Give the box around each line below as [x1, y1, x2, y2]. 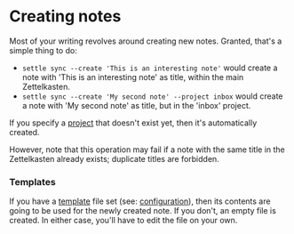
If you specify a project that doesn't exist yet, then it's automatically [9, 117, 258, 128]
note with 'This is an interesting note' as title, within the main [21, 71, 244, 82]
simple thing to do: [9, 44, 77, 55]
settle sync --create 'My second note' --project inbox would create [21, 91, 283, 101]
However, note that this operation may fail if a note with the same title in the [9, 144, 286, 155]
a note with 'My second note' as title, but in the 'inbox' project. [21, 100, 251, 110]
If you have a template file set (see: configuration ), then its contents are [9, 196, 271, 206]
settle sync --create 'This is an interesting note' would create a [21, 62, 278, 73]
